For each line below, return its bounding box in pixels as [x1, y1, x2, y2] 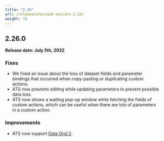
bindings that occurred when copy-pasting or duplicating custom [12, 76, 143, 82]
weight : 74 [5, 16, 27, 21]
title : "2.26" [5, 7, 34, 12]
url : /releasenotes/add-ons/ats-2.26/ [5, 12, 84, 17]
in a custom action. [12, 107, 51, 113]
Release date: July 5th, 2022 [5, 47, 65, 53]
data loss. [12, 92, 32, 97]
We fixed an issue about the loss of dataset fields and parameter [12, 70, 143, 76]
